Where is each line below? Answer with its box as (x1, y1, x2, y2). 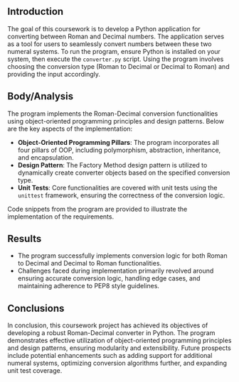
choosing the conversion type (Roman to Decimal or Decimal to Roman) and (7, 62, 230, 70)
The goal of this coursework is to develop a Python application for (7, 24, 201, 33)
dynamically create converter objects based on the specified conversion (17, 168, 230, 177)
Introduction (7, 6, 64, 18)
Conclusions (7, 302, 65, 315)
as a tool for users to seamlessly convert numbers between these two (7, 39, 212, 48)
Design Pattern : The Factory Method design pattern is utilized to (17, 160, 208, 169)
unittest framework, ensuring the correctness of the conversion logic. (17, 191, 225, 200)
